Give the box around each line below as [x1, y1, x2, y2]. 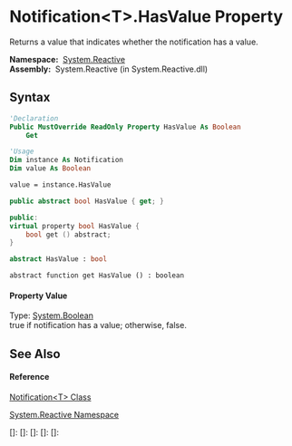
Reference [9, 372, 50, 383]
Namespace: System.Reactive [9, 53, 125, 64]
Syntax [9, 90, 51, 105]
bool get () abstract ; [25, 229, 112, 239]
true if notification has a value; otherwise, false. [9, 320, 188, 331]
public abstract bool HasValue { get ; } [9, 197, 165, 206]
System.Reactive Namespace [9, 409, 120, 420]
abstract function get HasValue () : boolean [9, 271, 184, 280]
